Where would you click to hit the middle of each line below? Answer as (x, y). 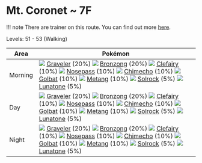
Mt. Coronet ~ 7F (49, 11)
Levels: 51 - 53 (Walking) (37, 38)
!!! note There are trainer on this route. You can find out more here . (89, 27)
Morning (21, 75)
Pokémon (116, 54)
